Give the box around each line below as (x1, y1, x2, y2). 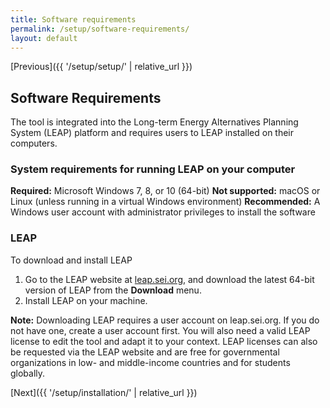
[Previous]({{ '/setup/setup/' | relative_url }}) (10, 61, 193, 73)
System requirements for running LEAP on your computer (10, 162, 296, 176)
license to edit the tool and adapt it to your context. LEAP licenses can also (10, 335, 318, 347)
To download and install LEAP (10, 254, 133, 266)
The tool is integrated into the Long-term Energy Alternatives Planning (10, 116, 299, 128)
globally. (10, 367, 46, 379)
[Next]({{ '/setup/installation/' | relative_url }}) (10, 386, 198, 398)
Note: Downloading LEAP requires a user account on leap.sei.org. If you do (10, 314, 320, 326)
